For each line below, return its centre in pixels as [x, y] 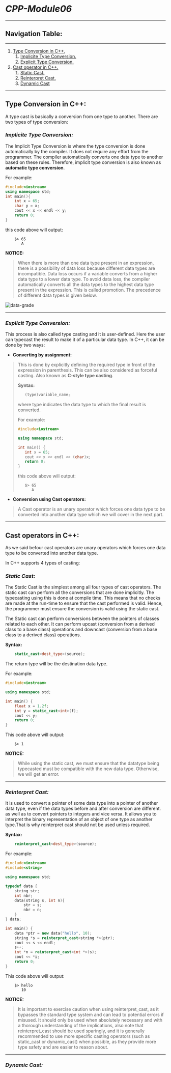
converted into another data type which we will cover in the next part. [91, 515]
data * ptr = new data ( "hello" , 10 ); [53, 933]
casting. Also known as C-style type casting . [65, 376]
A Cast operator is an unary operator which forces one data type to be [91, 509]
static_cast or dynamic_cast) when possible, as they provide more [87, 1041]
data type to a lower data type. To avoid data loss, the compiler [84, 279]
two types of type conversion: [37, 122]
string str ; [27, 891]
